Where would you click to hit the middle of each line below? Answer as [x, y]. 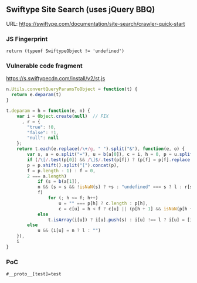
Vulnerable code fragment [45, 66]
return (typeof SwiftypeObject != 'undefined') [65, 51]
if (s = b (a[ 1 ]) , [59, 182]
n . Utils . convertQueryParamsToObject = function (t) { [72, 89]
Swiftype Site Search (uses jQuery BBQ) [81, 10]
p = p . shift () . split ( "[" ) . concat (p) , [73, 165]
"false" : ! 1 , [43, 132]
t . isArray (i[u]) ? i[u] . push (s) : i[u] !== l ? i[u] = [116, 220]
